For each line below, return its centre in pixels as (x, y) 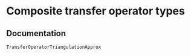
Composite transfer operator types (96, 11)
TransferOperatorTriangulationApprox (54, 47)
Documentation (36, 33)
